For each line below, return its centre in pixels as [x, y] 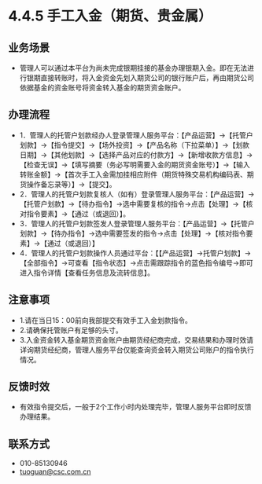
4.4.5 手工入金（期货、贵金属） [110, 16]
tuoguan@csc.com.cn [55, 471]
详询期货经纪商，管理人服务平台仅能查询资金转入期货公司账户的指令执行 [137, 350]
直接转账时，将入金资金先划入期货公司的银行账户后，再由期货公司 [147, 78]
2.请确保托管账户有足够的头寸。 [71, 330]
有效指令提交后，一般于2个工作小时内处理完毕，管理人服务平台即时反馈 [135, 407]
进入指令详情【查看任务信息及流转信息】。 [87, 273]
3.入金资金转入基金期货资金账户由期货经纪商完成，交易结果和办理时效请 [137, 339]
